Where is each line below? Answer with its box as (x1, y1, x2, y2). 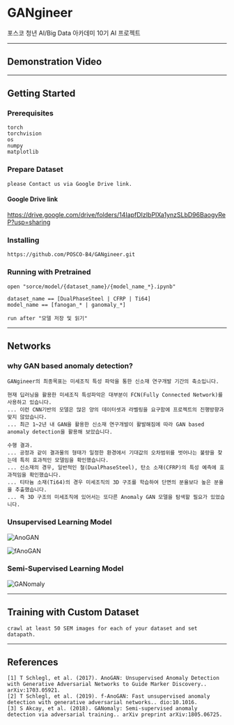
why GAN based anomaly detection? (7, 360, 134, 370)
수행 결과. (7, 442, 33, 449)
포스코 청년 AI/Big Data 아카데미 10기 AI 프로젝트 (7, 29, 141, 37)
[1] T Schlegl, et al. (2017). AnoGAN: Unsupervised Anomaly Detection (7, 675, 219, 682)
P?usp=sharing (7, 218, 51, 226)
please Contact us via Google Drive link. (7, 180, 132, 187)
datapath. (7, 631, 36, 638)
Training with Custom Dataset (7, 607, 139, 619)
